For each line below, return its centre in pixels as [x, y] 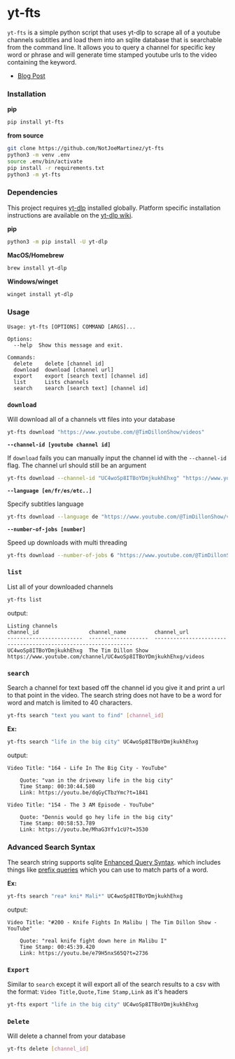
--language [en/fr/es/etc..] [50, 491]
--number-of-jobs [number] [47, 529]
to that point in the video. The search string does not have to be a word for [114, 695]
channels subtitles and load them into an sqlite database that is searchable [115, 39]
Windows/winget [33, 281]
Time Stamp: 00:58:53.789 [58, 823]
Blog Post [31, 76]
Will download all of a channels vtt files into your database [91, 419]
